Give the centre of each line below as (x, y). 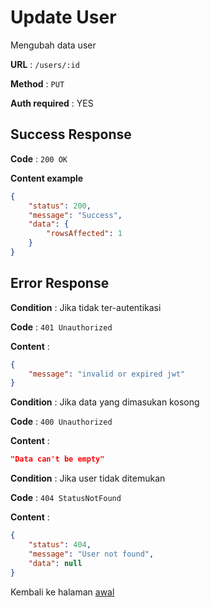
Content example (47, 178)
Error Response (60, 283)
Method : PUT (37, 83)
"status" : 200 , (60, 206)
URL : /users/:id (45, 64)
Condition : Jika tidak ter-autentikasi (86, 307)
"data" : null (55, 563)
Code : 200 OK (39, 158)
